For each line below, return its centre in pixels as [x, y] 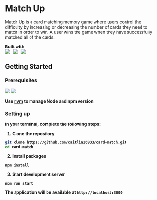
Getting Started [29, 67]
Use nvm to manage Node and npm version [49, 101]
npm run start [19, 183]
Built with [15, 46]
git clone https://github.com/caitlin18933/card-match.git [66, 142]
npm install [17, 165]
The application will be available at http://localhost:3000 [64, 192]
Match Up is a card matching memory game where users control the [73, 22]
